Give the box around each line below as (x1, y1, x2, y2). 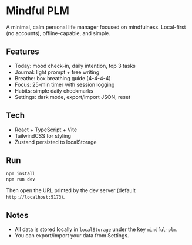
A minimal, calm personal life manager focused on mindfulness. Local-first (6, 23, 186, 30)
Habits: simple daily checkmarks (14, 87, 93, 94)
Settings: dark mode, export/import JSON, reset (14, 93, 131, 100)
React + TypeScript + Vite (14, 126, 78, 133)
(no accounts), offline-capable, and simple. (6, 29, 110, 36)
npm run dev (6, 176, 35, 182)
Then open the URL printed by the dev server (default (6, 187, 136, 194)
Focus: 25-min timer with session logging (14, 81, 115, 88)
